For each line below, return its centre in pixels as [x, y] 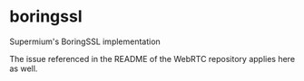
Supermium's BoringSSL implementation [85, 41]
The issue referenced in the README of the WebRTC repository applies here [152, 58]
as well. [24, 68]
